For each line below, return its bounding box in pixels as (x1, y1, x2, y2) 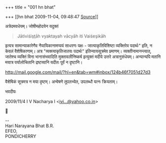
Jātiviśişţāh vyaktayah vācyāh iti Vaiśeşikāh (17, 33, 106, 39)
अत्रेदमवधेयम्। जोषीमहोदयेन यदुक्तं (5, 23, 59, 29)
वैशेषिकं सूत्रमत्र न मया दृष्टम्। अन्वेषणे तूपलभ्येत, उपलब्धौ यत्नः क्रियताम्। (5, 79, 118, 84)
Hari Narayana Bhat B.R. (5, 123, 54, 129)
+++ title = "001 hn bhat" (5, 4, 56, 10)
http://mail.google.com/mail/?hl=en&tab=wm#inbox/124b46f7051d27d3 (5, 69, 151, 75)
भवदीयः (5, 89, 16, 94)
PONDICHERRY (5, 133, 37, 139)
